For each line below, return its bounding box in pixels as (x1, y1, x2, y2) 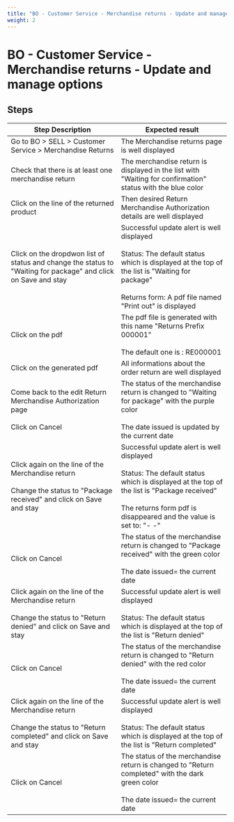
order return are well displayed (120, 367, 221, 377)
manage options (7, 76, 103, 92)
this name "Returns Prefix (120, 321, 205, 331)
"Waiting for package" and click (10, 266, 115, 276)
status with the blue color (120, 183, 204, 192)
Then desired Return (120, 194, 188, 203)
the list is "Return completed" (120, 740, 217, 750)
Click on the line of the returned (10, 198, 114, 208)
